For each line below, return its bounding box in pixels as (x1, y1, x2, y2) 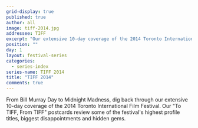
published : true (6, 14, 46, 20)
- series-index (11, 63, 49, 70)
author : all (6, 19, 35, 25)
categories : (6, 58, 35, 64)
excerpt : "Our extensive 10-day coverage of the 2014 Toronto (6, 36, 162, 42)
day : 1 (6, 47, 22, 53)
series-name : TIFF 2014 (6, 69, 65, 75)
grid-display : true (6, 8, 54, 15)
